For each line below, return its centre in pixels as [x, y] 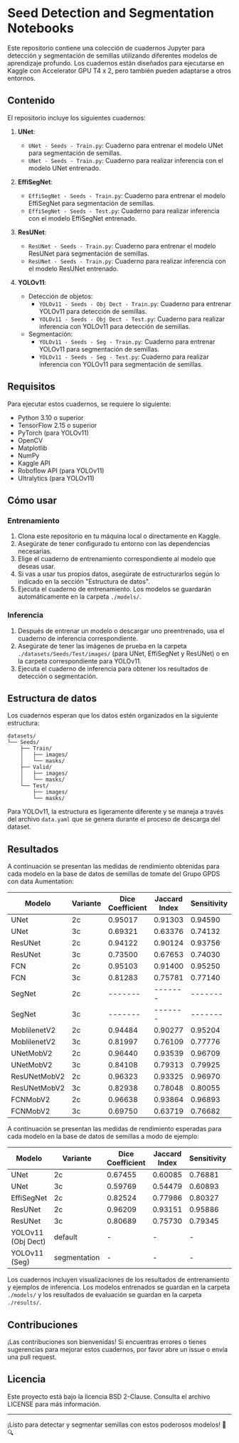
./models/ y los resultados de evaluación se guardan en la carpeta [105, 1295]
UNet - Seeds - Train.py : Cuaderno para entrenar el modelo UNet [126, 145]
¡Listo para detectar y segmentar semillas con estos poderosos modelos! [114, 1424]
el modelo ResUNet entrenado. [73, 268]
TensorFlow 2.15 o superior [57, 425]
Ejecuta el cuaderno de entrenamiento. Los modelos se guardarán [115, 589]
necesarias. [34, 551]
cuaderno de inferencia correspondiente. [78, 638]
